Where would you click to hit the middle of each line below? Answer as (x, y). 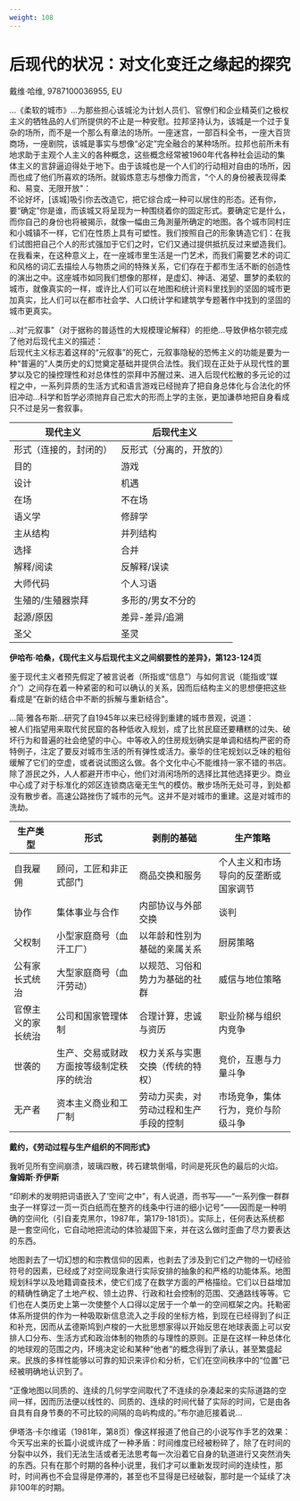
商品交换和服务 (171, 875)
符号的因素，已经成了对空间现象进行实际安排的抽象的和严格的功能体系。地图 (150, 1271)
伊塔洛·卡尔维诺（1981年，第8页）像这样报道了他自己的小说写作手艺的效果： (150, 1431)
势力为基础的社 (171, 979)
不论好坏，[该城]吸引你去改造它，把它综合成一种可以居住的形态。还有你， (145, 199)
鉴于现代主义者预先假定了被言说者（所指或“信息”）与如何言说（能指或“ (140, 676)
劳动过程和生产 (171, 1110)
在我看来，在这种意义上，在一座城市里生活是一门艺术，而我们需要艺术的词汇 (150, 254)
